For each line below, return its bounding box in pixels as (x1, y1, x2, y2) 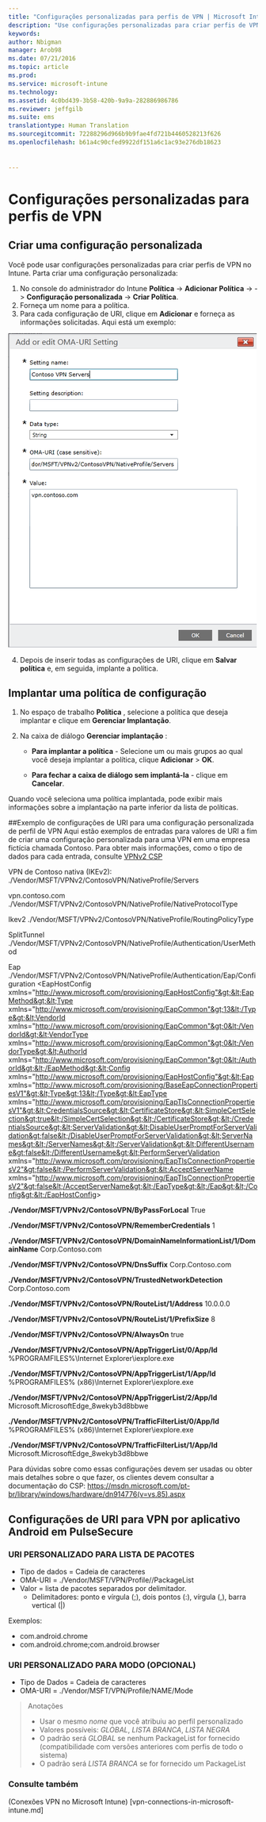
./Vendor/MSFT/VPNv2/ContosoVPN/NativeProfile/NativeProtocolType (8, 899, 238, 909)
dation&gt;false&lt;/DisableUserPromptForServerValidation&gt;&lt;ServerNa (8, 1131, 253, 1140)
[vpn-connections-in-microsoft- (129, 1797, 234, 1806)
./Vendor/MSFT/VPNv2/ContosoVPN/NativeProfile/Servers (8, 875, 199, 885)
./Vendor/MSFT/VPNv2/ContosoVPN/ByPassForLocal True (8, 1205, 206, 1215)
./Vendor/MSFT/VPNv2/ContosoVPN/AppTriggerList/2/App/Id (8, 1393, 218, 1402)
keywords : (8, 29, 41, 37)
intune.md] (8, 1805, 44, 1815)
